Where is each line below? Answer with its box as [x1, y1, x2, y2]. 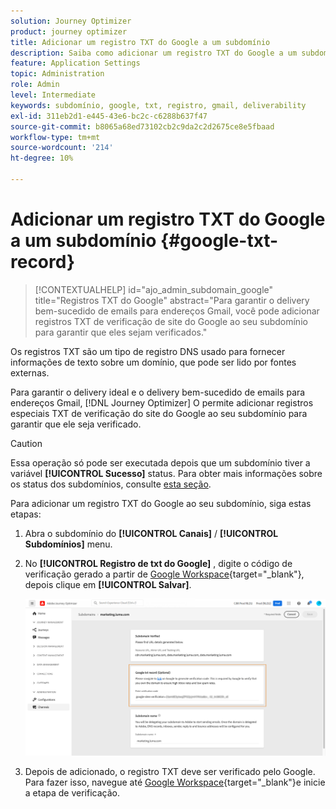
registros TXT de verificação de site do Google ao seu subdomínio [34, 315, 308, 327]
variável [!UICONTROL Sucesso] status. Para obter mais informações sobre [10, 467, 323, 479]
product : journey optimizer [10, 26, 128, 37]
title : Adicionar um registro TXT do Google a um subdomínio [10, 37, 271, 47]
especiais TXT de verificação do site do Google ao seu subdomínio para [10, 407, 308, 419]
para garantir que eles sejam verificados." [34, 326, 208, 338]
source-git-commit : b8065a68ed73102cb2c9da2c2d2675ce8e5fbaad [10, 121, 275, 132]
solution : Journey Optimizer [10, 16, 132, 26]
